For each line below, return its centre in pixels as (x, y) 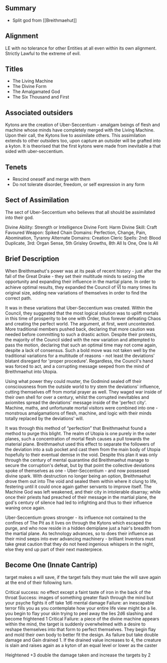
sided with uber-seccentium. (35, 151)
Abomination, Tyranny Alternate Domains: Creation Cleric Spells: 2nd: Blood (83, 237)
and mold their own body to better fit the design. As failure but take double (82, 634)
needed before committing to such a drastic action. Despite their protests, (81, 334)
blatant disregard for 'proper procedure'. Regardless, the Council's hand (79, 361)
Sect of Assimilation (37, 200)
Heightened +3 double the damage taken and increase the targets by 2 (78, 655)
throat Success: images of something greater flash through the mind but (79, 597)
